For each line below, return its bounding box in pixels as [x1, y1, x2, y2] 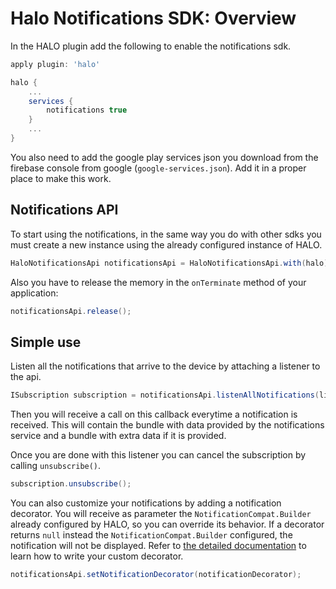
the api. [10, 371, 42, 383]
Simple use [10, 333, 82, 351]
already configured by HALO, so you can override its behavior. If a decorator [10, 518, 325, 531]
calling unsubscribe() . [10, 460, 102, 472]
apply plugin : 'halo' [10, 59, 101, 69]
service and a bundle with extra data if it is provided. [10, 430, 227, 442]
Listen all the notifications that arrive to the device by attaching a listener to [10, 360, 321, 372]
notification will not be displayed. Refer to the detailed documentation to [10, 540, 307, 552]
